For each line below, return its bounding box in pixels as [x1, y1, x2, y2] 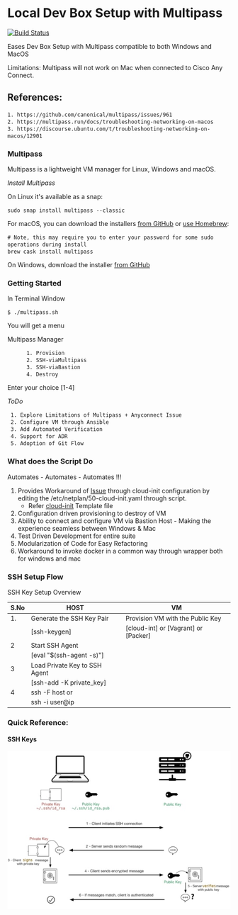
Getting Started [7, 278, 62, 288]
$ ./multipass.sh [7, 309, 59, 316]
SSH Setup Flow [7, 572, 64, 582]
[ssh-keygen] [30, 627, 72, 636]
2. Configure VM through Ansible [10, 419, 110, 426]
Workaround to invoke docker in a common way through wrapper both [17, 546, 223, 555]
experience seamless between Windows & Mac [17, 524, 157, 532]
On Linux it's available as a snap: [7, 193, 103, 201]
